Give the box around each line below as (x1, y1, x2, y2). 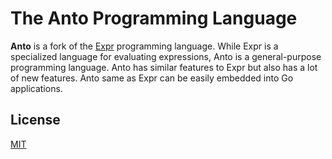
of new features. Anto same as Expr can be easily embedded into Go (10, 72, 294, 84)
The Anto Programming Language (10, 7, 298, 30)
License (10, 112, 61, 129)
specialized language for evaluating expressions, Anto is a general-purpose (10, 50, 322, 62)
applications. (10, 82, 63, 94)
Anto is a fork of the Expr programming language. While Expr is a (10, 40, 279, 52)
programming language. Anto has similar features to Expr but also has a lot (10, 61, 318, 73)
